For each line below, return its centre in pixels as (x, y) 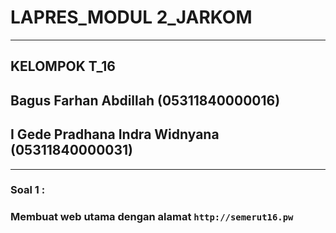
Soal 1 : (28, 190)
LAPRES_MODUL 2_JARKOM (131, 17)
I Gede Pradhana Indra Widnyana (115, 134)
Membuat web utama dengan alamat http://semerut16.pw (152, 217)
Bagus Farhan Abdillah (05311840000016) (145, 100)
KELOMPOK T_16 (63, 66)
